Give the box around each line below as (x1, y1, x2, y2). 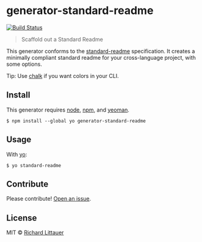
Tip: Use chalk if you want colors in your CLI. (6, 72, 119, 79)
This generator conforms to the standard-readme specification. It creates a (6, 47, 195, 55)
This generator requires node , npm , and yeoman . (6, 106, 130, 113)
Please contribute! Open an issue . (6, 195, 92, 202)
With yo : (6, 151, 27, 158)
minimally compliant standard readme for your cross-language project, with (6, 54, 197, 61)
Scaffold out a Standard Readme (21, 35, 104, 43)
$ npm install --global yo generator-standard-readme (6, 118, 146, 124)
